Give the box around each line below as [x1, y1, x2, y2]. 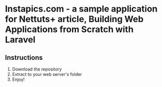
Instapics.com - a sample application [5, 3, 158, 14]
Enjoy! [12, 76, 25, 82]
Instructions [5, 53, 43, 61]
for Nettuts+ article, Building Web [5, 14, 144, 25]
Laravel [5, 34, 36, 45]
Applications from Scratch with [5, 24, 134, 35]
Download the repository [12, 66, 62, 72]
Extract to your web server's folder [12, 72, 82, 77]
